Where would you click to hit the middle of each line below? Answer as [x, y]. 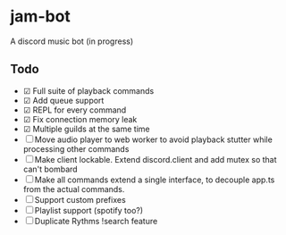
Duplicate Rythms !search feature [96, 221]
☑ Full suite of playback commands [88, 90]
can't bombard [50, 169]
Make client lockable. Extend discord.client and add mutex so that [156, 159]
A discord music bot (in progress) [72, 41]
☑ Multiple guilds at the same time [86, 129]
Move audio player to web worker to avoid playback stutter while [154, 139]
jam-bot [40, 17]
